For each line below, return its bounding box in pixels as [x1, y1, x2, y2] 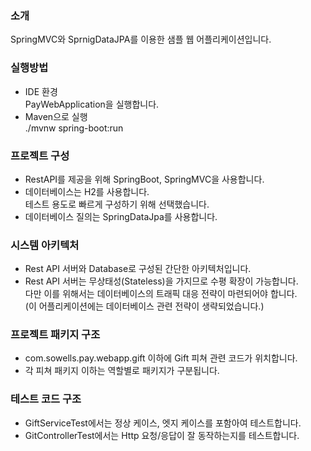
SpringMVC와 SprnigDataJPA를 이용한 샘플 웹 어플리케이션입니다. [10, 33, 272, 46]
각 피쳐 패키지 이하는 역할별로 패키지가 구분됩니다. [24, 365, 220, 377]
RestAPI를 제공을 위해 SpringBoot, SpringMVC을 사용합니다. [24, 173, 265, 185]
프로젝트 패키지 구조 [10, 328, 101, 342]
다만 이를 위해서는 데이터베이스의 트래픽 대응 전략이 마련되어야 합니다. [24, 288, 298, 300]
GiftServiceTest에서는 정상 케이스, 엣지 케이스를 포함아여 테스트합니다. [24, 417, 302, 429]
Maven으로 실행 [24, 110, 88, 122]
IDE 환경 [24, 85, 58, 97]
